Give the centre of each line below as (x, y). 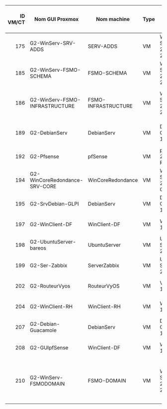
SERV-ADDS (103, 46)
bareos (38, 248)
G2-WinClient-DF (51, 224)
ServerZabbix (103, 265)
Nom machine (113, 19)
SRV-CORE (43, 186)
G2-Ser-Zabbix (48, 265)
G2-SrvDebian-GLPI (54, 204)
